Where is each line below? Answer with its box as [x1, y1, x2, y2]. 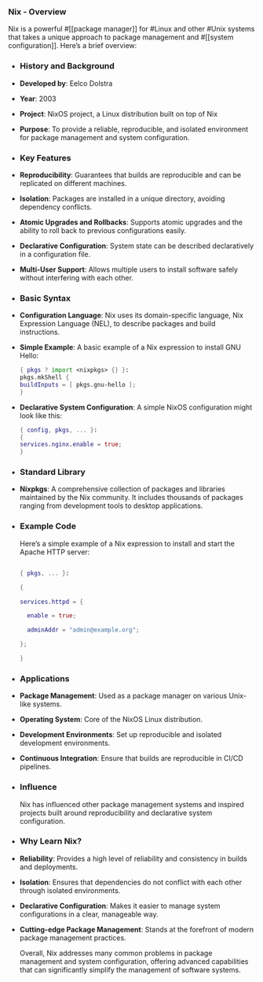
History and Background [19, 61, 115, 72]
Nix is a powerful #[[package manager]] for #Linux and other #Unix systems [8, 24, 255, 34]
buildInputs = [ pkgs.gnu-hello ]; [19, 380, 137, 388]
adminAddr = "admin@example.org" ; [27, 626, 140, 634]
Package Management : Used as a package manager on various [19, 691, 228, 701]
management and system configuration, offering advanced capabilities [19, 956, 249, 966]
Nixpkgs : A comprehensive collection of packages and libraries [19, 484, 225, 494]
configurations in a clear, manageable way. [19, 909, 159, 919]
